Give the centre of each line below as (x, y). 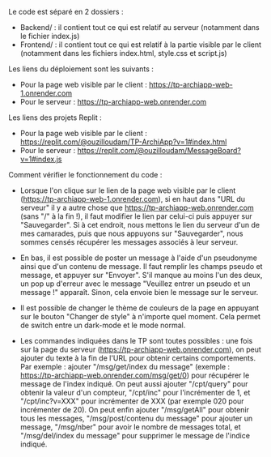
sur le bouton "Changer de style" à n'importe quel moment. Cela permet (140, 316)
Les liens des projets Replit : (55, 117)
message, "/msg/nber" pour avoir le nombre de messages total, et (130, 427)
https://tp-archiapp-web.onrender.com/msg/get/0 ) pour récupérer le (135, 375)
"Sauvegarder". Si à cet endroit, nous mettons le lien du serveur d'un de (140, 225)
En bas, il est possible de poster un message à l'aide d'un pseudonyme (138, 258)
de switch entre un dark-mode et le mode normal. (103, 325)
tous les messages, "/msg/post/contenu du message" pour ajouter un (136, 418)
